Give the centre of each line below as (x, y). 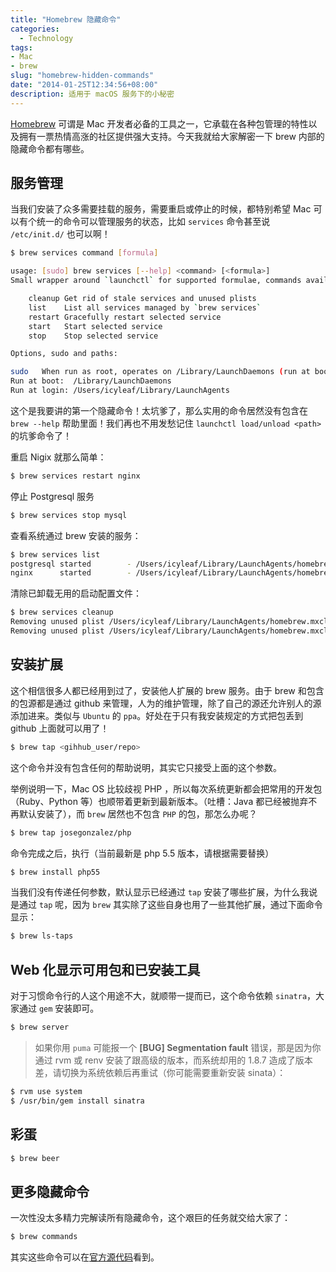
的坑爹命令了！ (41, 435)
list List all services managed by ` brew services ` (145, 307)
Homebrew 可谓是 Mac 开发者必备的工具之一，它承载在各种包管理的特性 (159, 123)
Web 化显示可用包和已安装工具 (105, 969)
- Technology (46, 38)
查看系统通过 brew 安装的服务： (76, 535)
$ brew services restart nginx (75, 476)
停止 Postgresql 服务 (52, 496)
